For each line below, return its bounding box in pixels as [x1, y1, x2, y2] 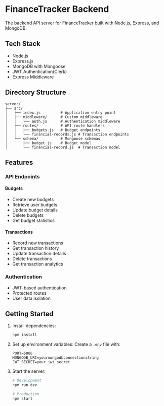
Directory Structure [5, 88, 67, 97]
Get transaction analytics [12, 261, 63, 267]
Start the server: [12, 368, 46, 374]
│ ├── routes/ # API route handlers [5, 123, 105, 128]
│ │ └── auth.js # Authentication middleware [5, 119, 121, 124]
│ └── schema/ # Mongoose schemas [5, 136, 100, 141]
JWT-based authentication [12, 284, 67, 291]
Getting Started [5, 309, 54, 318]
